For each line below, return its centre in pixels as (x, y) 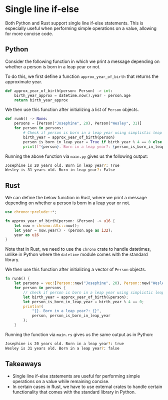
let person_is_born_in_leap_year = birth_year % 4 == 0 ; (83, 302)
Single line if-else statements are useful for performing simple (76, 376)
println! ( (33, 306)
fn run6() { (17, 279)
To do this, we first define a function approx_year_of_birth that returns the (82, 76)
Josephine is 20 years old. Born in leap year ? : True (62, 165)
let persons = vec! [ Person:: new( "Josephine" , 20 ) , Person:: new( (82, 283)
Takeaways (23, 364)
